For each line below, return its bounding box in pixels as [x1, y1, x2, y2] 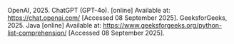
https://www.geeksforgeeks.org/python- [103, 21, 223, 29]
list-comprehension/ [7, 28, 67, 37]
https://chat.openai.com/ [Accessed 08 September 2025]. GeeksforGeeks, [7, 13, 228, 22]
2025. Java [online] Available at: [7, 21, 102, 29]
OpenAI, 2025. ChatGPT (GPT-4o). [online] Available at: [7, 6, 171, 14]
